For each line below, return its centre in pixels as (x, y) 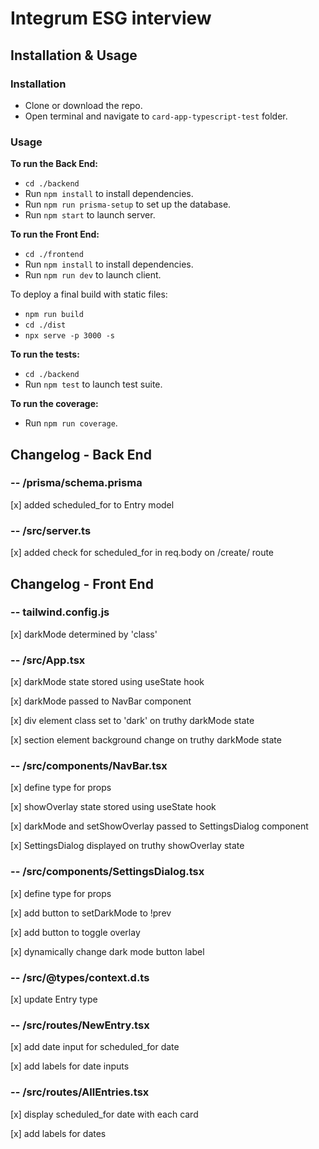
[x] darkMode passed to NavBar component (101, 701)
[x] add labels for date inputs (70, 1066)
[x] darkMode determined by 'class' (84, 634)
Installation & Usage (74, 55)
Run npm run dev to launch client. (93, 275)
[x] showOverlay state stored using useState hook (113, 807)
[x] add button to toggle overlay (75, 932)
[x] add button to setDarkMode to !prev (91, 913)
